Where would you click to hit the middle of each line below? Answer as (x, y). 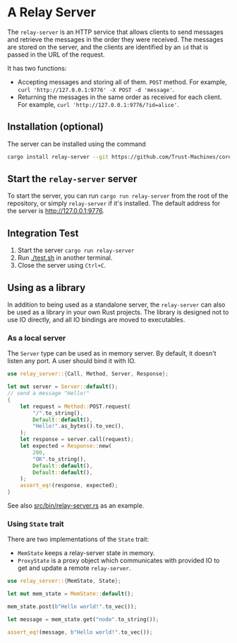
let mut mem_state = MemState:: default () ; (71, 594)
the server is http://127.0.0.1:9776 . (56, 211)
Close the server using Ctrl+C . (62, 266)
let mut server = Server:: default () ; (63, 387)
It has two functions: (37, 68)
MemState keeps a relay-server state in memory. (86, 553)
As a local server (37, 338)
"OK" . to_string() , (60, 459)
